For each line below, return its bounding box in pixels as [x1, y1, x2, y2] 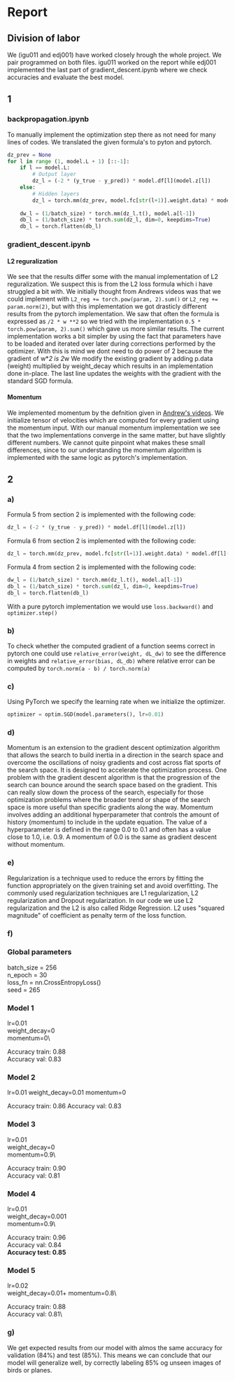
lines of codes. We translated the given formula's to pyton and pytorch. [7, 137, 212, 146]
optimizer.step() [7, 609, 58, 617]
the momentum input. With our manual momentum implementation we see [7, 423, 221, 432]
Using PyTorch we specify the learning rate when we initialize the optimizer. [7, 698, 226, 706]
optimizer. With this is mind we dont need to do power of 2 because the [7, 347, 213, 355]
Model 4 [7, 1189, 36, 1199]
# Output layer [32, 171, 77, 178]
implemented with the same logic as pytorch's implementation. [7, 453, 188, 461]
